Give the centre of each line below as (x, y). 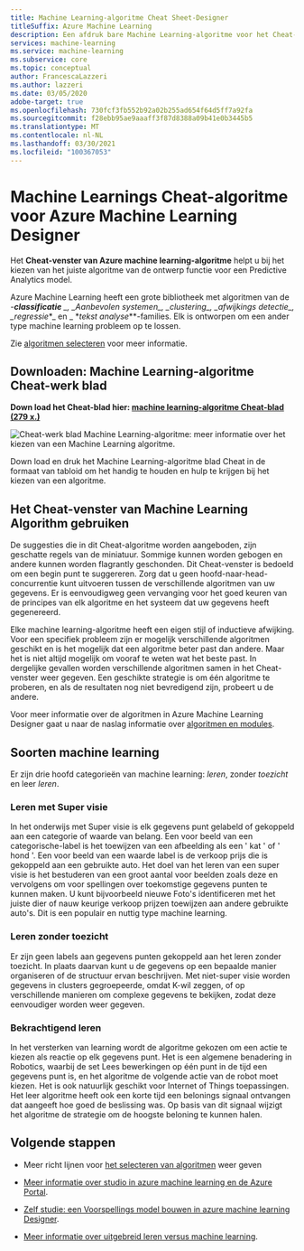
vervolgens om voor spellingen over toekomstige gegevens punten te (139, 884)
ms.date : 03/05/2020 (49, 93)
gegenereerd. (36, 612)
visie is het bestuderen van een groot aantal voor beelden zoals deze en (144, 875)
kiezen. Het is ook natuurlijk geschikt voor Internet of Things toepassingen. (150, 1086)
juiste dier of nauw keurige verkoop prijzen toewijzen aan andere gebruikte (149, 903)
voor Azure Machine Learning (124, 215)
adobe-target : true (47, 102)
